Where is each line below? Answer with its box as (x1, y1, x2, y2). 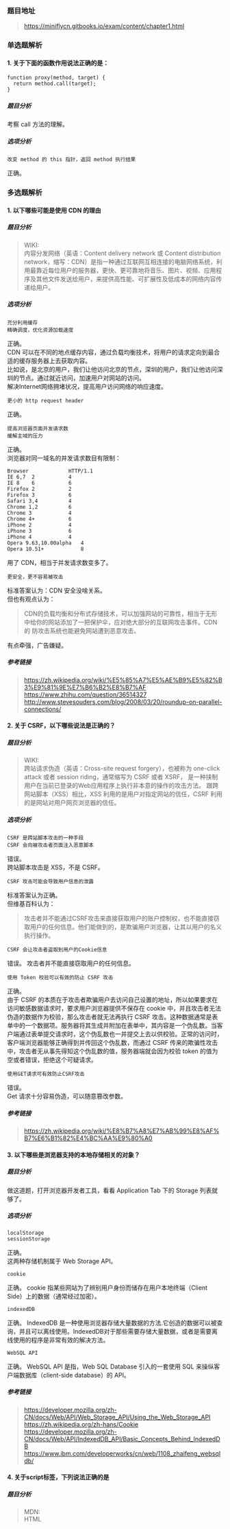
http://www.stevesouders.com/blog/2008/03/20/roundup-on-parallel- (23, 697, 222, 706)
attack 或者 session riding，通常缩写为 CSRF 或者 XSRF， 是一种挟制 (23, 773, 218, 781)
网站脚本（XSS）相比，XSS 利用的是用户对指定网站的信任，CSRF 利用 (23, 790, 222, 798)
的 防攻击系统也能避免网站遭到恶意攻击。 (23, 626, 140, 635)
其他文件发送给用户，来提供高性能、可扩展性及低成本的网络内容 (36, 274, 216, 282)
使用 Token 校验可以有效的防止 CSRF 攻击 (7, 974, 114, 981)
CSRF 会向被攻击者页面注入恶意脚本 (7, 842, 94, 849)
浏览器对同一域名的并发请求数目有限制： (7, 454, 121, 462)
